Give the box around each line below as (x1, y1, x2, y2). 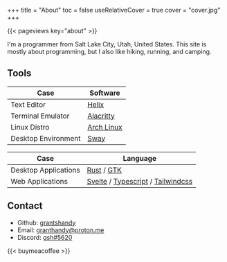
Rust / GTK (87, 165, 122, 175)
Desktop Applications (10, 165, 81, 175)
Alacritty (87, 111, 116, 121)
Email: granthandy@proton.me (17, 225, 105, 234)
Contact (7, 200, 43, 212)
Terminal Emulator (10, 111, 70, 121)
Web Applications (10, 176, 68, 186)
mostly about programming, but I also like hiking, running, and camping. (7, 48, 212, 55)
